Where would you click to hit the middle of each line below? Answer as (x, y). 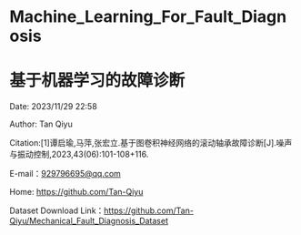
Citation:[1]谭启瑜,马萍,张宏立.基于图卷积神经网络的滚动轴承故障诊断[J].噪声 (151, 143)
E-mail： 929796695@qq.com (65, 174)
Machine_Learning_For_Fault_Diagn (148, 17)
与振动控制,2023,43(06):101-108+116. (79, 154)
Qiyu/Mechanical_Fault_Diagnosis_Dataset (89, 221)
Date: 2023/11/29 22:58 (53, 107)
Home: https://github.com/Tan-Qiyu (76, 192)
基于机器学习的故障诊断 (97, 81)
